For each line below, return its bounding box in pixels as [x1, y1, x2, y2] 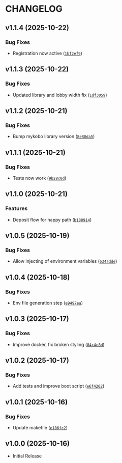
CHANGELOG [5, 3, 63, 15]
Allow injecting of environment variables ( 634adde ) [12, 258, 117, 264]
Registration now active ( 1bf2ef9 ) [12, 50, 83, 56]
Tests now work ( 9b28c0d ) [12, 175, 67, 181]
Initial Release [12, 453, 42, 459]
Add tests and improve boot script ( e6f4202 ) [12, 383, 105, 389]
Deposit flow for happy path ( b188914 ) [12, 216, 92, 223]
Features [5, 205, 28, 212]
